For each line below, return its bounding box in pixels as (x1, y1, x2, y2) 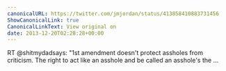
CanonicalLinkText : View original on (7, 23, 117, 30)
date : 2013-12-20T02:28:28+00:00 (7, 29, 104, 37)
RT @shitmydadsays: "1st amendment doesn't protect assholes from (7, 49, 204, 57)
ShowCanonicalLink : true (7, 17, 79, 24)
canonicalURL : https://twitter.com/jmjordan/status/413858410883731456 (7, 10, 219, 17)
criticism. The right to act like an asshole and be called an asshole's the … (7, 56, 219, 65)
